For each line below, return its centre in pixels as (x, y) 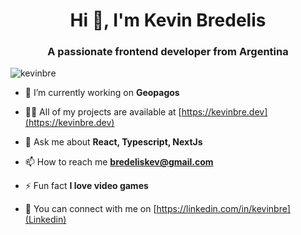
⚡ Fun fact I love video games (86, 186)
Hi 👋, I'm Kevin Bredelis (168, 20)
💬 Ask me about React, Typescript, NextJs (113, 142)
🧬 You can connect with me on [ (90, 209)
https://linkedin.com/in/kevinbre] (223, 209)
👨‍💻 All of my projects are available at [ (103, 112)
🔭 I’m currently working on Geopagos (102, 93)
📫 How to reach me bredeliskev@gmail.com (119, 162)
